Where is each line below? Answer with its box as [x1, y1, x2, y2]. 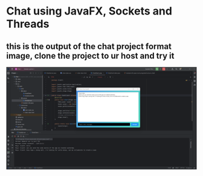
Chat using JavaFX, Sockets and [6, 4, 172, 18]
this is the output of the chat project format [6, 41, 172, 51]
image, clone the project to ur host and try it [6, 50, 175, 61]
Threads [6, 17, 50, 31]
